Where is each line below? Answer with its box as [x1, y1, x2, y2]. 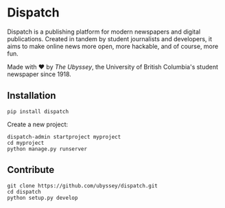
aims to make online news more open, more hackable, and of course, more [7, 42, 219, 50]
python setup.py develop [7, 194, 78, 201]
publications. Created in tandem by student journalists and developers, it [7, 34, 213, 43]
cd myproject [7, 139, 45, 146]
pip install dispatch [7, 108, 69, 115]
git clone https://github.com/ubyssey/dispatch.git [7, 182, 158, 189]
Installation [7, 90, 56, 102]
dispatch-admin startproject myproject [7, 133, 121, 140]
